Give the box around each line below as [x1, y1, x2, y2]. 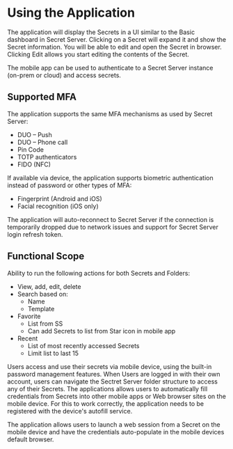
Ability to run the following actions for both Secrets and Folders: [7, 269, 190, 277]
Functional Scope [7, 251, 85, 262]
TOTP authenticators [17, 152, 77, 161]
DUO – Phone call [17, 138, 68, 146]
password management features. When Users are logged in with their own [7, 370, 220, 378]
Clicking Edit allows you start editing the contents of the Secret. [7, 50, 190, 58]
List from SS [27, 319, 63, 328]
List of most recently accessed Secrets [27, 341, 140, 349]
